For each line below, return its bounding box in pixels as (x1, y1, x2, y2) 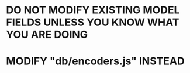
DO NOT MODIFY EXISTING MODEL (6, 3, 180, 17)
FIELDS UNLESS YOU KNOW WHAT (6, 16, 179, 29)
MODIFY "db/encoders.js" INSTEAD (6, 54, 185, 68)
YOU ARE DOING (6, 28, 88, 41)
